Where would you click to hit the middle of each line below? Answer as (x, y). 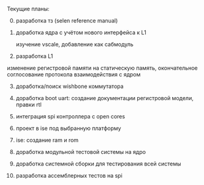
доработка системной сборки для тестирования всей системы (98, 164)
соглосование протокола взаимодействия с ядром (74, 74)
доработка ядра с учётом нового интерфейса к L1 (81, 32)
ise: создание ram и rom (47, 140)
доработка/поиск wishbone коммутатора (70, 86)
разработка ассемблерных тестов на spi (69, 176)
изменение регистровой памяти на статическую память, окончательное (102, 68)
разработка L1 (34, 56)
